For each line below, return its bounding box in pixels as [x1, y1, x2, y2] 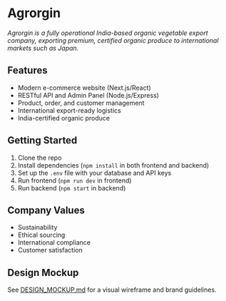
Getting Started [7, 134, 78, 147]
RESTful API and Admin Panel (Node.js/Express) [17, 91, 159, 99]
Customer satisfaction [17, 246, 83, 255]
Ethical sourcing [17, 230, 66, 240]
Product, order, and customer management [17, 98, 145, 107]
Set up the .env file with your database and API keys [17, 168, 172, 177]
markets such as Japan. [7, 44, 79, 52]
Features [7, 64, 48, 76]
